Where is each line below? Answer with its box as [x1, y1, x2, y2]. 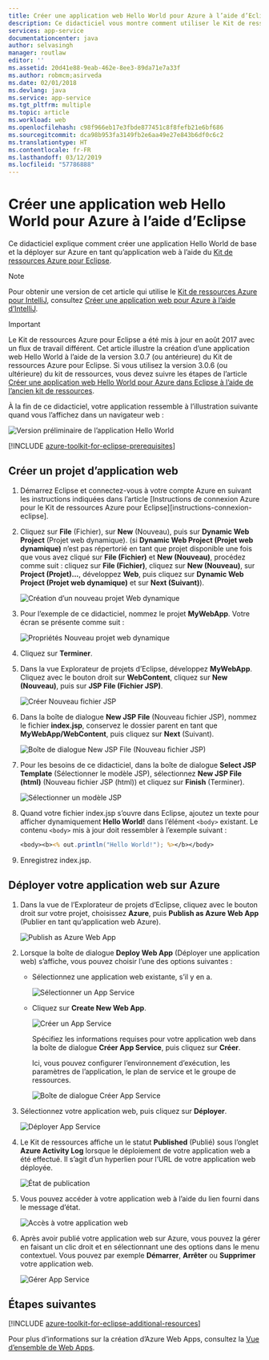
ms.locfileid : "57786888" [8, 161, 94, 169]
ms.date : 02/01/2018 [8, 79, 78, 87]
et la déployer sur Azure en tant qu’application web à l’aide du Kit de [8, 248, 234, 257]
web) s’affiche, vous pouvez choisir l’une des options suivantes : [19, 956, 233, 966]
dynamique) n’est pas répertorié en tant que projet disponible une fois [19, 543, 252, 553]
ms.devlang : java [8, 86, 66, 95]
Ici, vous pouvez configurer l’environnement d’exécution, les [31, 1058, 231, 1067]
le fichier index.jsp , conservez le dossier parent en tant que [19, 720, 218, 730]
